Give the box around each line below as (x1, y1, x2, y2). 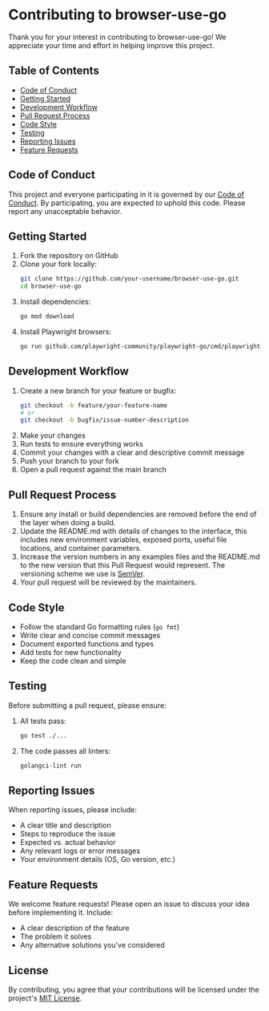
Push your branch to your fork (19, 456, 119, 466)
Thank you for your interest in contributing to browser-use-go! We (8, 32, 227, 42)
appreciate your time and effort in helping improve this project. (8, 40, 215, 50)
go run (19, 342, 42, 350)
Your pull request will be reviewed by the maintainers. (19, 577, 197, 587)
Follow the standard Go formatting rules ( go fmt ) (19, 621, 180, 631)
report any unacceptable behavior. (8, 206, 122, 216)
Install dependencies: (19, 297, 91, 306)
